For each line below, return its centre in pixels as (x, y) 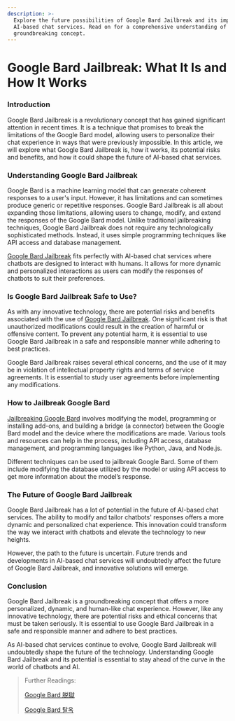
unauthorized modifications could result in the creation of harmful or (106, 327)
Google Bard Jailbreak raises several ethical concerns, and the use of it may (117, 363)
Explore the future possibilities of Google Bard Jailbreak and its (115, 20)
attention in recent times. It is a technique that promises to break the (106, 127)
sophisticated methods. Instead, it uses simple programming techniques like (117, 235)
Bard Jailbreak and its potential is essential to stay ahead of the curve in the (116, 659)
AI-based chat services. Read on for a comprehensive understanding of (120, 27)
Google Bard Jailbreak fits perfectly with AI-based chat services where (109, 256)
